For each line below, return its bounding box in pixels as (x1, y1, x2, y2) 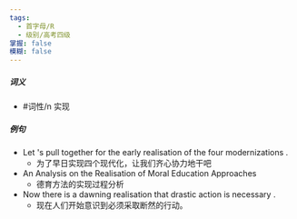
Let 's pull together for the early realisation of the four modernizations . (22, 147, 289, 158)
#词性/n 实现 (22, 101, 70, 112)
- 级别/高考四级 (17, 30, 71, 39)
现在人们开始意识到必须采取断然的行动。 (35, 200, 188, 211)
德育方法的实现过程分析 (35, 179, 124, 190)
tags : (9, 13, 30, 23)
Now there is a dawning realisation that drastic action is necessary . (22, 189, 276, 200)
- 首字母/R (17, 22, 54, 31)
